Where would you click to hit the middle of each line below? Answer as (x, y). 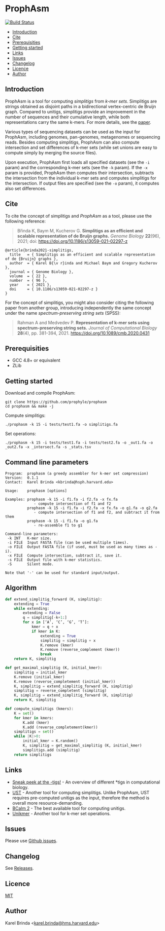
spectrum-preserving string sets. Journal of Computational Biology (87, 328)
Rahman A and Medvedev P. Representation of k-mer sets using (83, 322)
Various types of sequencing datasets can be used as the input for (73, 132)
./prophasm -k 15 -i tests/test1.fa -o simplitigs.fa (62, 425)
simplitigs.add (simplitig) (51, 750)
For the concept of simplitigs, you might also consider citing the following (80, 302)
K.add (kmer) (36, 723)
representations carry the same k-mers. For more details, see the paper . (78, 122)
